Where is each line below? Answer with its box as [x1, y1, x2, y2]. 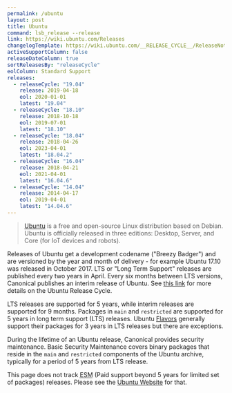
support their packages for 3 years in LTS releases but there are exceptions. [7, 322, 224, 330]
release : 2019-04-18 [19, 87, 79, 94]
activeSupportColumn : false [7, 49, 88, 56]
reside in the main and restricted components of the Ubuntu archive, [7, 349, 204, 358]
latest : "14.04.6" [19, 203, 72, 210]
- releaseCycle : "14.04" [13, 184, 85, 191]
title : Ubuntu [7, 23, 48, 30]
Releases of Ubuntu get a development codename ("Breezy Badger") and [7, 249, 216, 258]
